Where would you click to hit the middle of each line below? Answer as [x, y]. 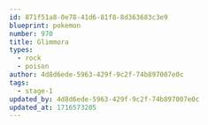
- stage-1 [35, 91]
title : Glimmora [39, 42]
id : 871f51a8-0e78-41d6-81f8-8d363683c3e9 [89, 17]
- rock [29, 58]
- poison [33, 67]
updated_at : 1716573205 [53, 107]
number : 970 [31, 33]
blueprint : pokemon [45, 26]
